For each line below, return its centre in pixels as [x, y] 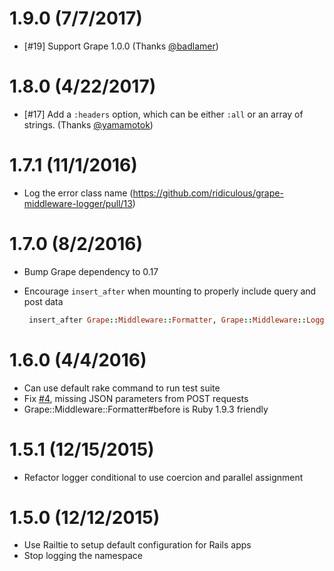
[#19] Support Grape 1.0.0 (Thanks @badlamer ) [121, 46]
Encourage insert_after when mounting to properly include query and [170, 291]
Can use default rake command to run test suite [122, 388]
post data [43, 301]
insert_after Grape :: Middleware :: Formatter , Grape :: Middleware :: [167, 320]
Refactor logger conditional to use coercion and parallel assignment [163, 477]
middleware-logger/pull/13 [78, 203]
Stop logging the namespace [83, 556]
